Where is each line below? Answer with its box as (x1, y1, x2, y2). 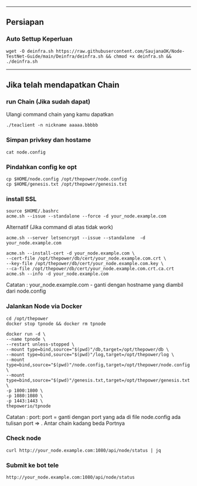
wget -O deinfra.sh (6, 48, 54, 54)
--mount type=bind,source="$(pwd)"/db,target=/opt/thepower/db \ (6, 346, 169, 353)
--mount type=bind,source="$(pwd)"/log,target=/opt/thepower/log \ (6, 351, 175, 357)
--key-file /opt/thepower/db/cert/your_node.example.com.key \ (6, 261, 164, 267)
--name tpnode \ (6, 336, 46, 342)
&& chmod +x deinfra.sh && (106, 53, 172, 59)
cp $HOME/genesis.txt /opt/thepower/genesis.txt (6, 181, 127, 187)
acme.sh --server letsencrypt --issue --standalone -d (6, 235, 145, 241)
